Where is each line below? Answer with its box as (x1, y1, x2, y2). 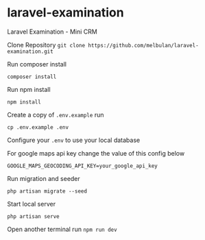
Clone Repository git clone (7, 40, 86, 49)
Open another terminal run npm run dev (7, 225, 118, 233)
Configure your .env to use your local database (7, 136, 141, 144)
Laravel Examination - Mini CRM (7, 27, 97, 36)
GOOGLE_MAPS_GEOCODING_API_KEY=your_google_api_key (7, 163, 158, 169)
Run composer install (7, 60, 67, 68)
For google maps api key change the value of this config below (7, 149, 185, 157)
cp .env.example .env (7, 123, 69, 131)
